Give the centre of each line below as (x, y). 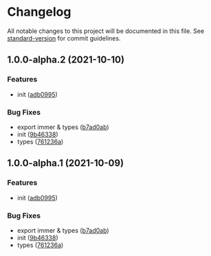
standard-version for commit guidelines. (64, 38)
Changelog (39, 12)
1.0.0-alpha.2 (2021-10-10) (66, 60)
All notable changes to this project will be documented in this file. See (106, 31)
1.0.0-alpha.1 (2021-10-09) (66, 163)
